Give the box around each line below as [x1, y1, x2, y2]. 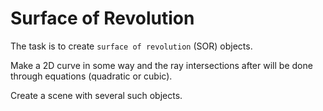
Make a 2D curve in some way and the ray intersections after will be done [10, 59, 313, 71]
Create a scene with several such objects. [10, 89, 183, 101]
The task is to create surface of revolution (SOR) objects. [10, 40, 253, 52]
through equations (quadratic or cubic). [10, 70, 173, 82]
